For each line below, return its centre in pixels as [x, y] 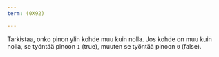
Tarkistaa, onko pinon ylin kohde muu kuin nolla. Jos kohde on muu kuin [110, 39]
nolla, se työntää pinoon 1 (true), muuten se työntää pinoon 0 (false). [104, 46]
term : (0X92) [26, 13]
